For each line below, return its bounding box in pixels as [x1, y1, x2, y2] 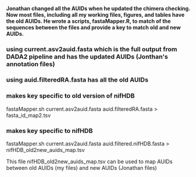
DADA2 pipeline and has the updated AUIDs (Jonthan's [6, 52, 169, 61]
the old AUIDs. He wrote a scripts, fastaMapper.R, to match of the [6, 17, 171, 24]
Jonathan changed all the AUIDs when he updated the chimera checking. [6, 5, 191, 12]
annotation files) [6, 60, 55, 68]
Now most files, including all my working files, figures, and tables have [6, 11, 185, 18]
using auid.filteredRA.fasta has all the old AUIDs [6, 76, 149, 84]
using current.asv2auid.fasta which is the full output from [6, 45, 178, 53]
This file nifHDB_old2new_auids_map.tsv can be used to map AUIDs [6, 158, 173, 165]
